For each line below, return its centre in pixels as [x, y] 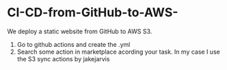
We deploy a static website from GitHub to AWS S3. [80, 31]
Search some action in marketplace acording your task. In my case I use [118, 52]
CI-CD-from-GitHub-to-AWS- [93, 13]
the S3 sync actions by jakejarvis [63, 58]
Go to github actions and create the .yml [74, 44]
